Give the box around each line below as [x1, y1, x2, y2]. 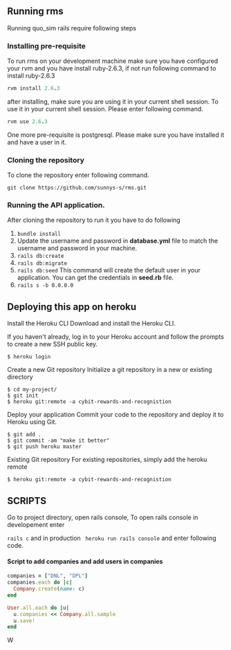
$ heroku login [7, 353, 51, 360]
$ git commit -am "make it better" [7, 437, 110, 445]
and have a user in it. [7, 138, 67, 146]
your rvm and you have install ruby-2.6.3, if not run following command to [7, 64, 216, 73]
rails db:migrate [17, 260, 68, 267]
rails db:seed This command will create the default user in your [17, 266, 201, 275]
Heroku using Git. [7, 418, 57, 426]
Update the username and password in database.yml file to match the [17, 236, 219, 245]
